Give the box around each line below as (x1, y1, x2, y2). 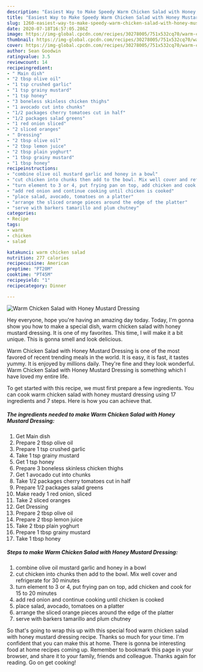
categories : (7, 210, 37, 217)
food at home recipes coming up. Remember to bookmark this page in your (7, 646, 193, 653)
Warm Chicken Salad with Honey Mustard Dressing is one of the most (7, 347, 180, 354)
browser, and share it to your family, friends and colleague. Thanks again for (7, 652, 196, 659)
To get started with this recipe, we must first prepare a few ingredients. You (7, 384, 195, 391)
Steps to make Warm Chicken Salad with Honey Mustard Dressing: (7, 549, 178, 556)
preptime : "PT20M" (7, 266, 53, 272)
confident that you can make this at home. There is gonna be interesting (7, 639, 186, 647)
